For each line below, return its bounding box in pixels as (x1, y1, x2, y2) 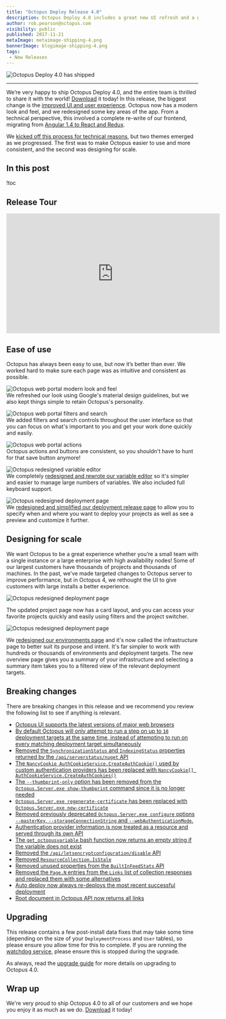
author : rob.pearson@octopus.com (6, 20, 91, 26)
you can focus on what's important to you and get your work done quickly (6, 423, 192, 430)
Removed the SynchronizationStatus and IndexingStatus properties (15, 747, 186, 754)
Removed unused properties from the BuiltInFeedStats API (15, 862, 164, 869)
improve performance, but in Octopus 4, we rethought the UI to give (6, 576, 177, 584)
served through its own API (15, 830, 83, 837)
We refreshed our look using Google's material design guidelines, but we (6, 392, 189, 399)
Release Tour (6, 197, 57, 207)
